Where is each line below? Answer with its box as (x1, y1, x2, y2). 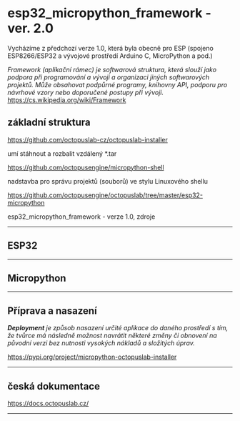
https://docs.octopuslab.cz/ (7, 399, 89, 407)
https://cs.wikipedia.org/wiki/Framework (7, 95, 126, 104)
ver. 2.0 (7, 20, 54, 36)
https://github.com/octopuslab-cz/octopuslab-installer (7, 135, 168, 144)
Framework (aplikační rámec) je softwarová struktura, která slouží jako (7, 65, 216, 74)
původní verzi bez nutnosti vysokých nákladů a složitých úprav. (7, 339, 195, 347)
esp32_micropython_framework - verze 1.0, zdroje (7, 212, 156, 221)
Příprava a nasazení (7, 304, 98, 317)
